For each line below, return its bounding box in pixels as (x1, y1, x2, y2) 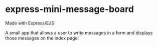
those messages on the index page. (5, 35, 79, 41)
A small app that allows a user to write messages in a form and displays (5, 29, 153, 35)
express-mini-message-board (5, 3, 134, 15)
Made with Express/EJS (5, 20, 54, 26)
